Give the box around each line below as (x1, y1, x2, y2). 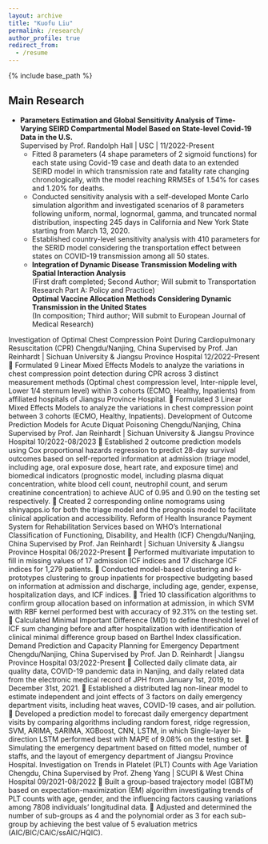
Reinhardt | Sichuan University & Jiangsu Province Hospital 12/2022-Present (8, 351, 260, 361)
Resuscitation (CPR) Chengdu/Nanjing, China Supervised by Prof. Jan (8, 343, 238, 353)
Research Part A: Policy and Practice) (31, 285, 156, 294)
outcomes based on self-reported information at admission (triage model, (8, 454, 250, 463)
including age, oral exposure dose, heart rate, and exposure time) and (8, 462, 238, 472)
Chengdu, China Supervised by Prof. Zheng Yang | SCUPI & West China (8, 768, 244, 778)
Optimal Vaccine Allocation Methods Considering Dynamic (31, 294, 232, 303)
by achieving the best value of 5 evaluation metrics (29, 819, 198, 829)
